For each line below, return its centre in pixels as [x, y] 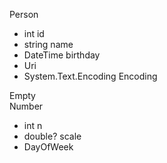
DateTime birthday [62, 55]
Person [24, 14]
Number [26, 106]
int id [34, 33]
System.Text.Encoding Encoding [90, 76]
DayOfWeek [48, 147]
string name [48, 44]
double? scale [52, 136]
